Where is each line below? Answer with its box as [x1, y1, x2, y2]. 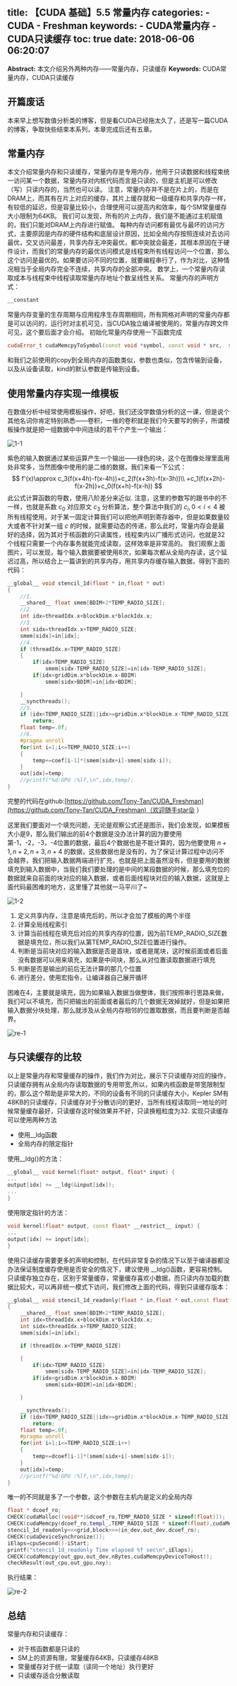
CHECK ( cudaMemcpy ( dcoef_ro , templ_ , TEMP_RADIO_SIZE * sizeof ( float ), [7, 1520, 213, 1528]
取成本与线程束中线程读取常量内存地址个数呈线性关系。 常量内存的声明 [7, 274, 213, 282]
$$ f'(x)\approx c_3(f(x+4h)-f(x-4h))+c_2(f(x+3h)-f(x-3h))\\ [11, 475, 185, 482]
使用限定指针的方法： [7, 1209, 69, 1217]
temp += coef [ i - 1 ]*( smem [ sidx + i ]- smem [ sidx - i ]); [32, 757, 172, 764]
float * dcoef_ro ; [7, 1507, 61, 1514]
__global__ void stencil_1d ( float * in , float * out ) [7, 579, 166, 587]
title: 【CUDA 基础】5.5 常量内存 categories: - [7, 6, 210, 19]
